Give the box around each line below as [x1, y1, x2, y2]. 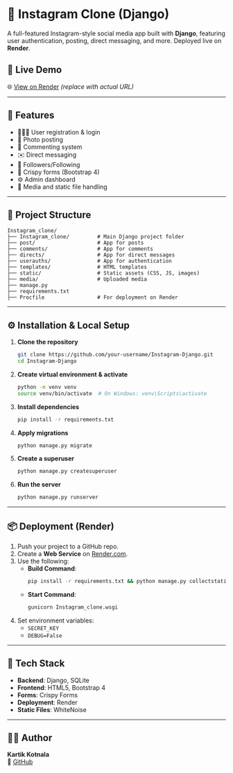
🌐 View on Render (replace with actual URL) [7, 82, 134, 91]
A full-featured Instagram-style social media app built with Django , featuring [7, 29, 225, 37]
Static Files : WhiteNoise [17, 705, 87, 713]
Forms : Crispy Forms [17, 691, 78, 699]
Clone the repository [17, 338, 78, 346]
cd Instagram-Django [17, 358, 77, 365]
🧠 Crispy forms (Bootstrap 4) [17, 168, 100, 176]
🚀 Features [7, 110, 55, 121]
